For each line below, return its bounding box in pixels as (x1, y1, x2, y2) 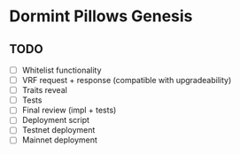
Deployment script (21, 115, 90, 126)
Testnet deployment (21, 125, 96, 135)
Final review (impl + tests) (21, 104, 117, 116)
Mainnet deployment (21, 135, 97, 145)
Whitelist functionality (21, 65, 102, 75)
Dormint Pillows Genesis (9, 6, 193, 27)
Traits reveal (21, 85, 68, 96)
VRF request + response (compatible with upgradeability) (21, 75, 232, 86)
